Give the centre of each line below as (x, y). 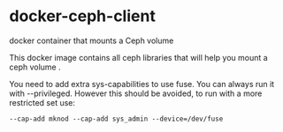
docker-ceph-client (83, 16)
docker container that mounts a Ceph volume (92, 40)
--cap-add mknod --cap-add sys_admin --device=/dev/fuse (116, 119)
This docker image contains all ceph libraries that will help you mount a (138, 57)
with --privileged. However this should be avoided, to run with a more (136, 93)
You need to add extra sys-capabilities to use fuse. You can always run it (142, 84)
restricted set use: (42, 102)
